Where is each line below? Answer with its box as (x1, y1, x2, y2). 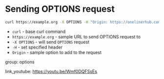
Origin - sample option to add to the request (12, 49, 102, 55)
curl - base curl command (12, 28, 66, 34)
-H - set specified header (12, 44, 62, 50)
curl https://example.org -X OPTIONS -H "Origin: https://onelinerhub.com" (5, 20, 163, 25)
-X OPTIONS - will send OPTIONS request (12, 39, 89, 45)
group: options (5, 59, 35, 65)
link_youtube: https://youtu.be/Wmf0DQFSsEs (5, 68, 98, 74)
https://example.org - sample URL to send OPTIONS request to (12, 33, 141, 40)
